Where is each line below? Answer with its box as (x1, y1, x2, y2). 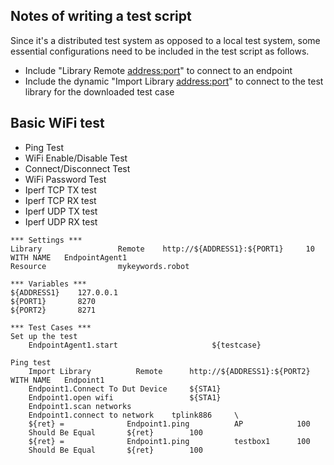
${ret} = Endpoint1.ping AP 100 (28, 419, 311, 429)
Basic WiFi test (10, 115, 105, 132)
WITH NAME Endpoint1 (10, 375, 105, 385)
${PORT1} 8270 (10, 296, 97, 306)
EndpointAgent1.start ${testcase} (28, 340, 262, 350)
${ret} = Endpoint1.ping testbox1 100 (28, 436, 311, 446)
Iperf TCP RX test (24, 194, 97, 206)
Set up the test (10, 331, 78, 341)
